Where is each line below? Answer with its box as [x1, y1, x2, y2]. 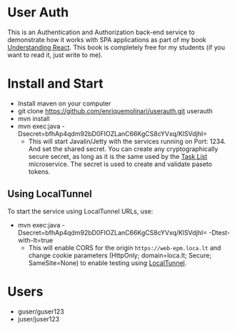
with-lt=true [17, 236, 54, 244]
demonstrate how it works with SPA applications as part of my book [7, 35, 207, 43]
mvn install [17, 114, 50, 123]
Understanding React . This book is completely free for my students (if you [7, 43, 226, 51]
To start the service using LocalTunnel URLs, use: [7, 207, 153, 215]
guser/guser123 [17, 307, 64, 316]
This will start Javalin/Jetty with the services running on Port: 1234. [28, 137, 226, 145]
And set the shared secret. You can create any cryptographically [28, 144, 218, 153]
